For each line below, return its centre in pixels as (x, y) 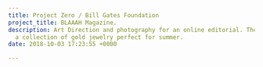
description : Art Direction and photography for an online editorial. (126, 30)
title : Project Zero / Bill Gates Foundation (83, 15)
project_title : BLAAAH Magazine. (63, 23)
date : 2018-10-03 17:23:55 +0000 (63, 44)
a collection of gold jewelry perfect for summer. (99, 37)
